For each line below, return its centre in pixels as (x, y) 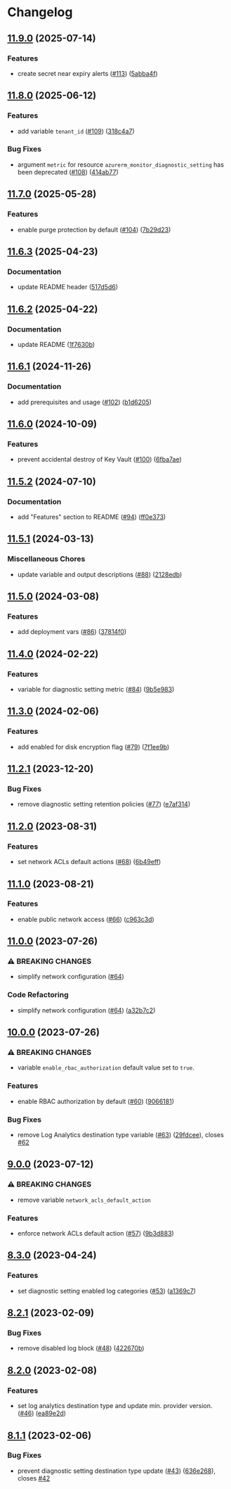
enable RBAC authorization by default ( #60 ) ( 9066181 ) (95, 1101)
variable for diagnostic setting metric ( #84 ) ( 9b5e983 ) (96, 690)
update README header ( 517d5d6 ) (67, 287)
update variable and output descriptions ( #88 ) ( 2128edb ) (100, 574)
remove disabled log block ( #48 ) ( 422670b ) (81, 1348)
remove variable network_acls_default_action (84, 1200)
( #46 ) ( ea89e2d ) (42, 1413)
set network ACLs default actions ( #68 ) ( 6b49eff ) (89, 862)
